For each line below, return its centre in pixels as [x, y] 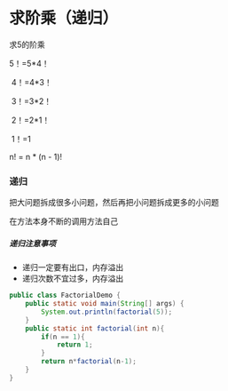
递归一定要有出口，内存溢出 [73, 267]
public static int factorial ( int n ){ [95, 328]
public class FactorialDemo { [65, 295]
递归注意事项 [32, 243]
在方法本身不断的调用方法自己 [63, 221]
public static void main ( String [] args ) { [105, 304]
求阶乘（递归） [64, 18]
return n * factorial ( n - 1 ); [89, 362]
